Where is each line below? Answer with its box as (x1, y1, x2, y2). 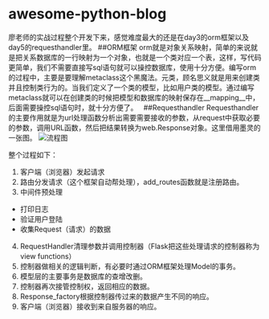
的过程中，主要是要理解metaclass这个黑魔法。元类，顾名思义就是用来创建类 (8, 72, 260, 82)
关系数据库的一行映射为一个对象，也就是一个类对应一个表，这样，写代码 (22, 52, 262, 62)
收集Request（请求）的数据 (19, 224, 111, 234)
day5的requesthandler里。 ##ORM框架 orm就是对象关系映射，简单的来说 (8, 42, 251, 52)
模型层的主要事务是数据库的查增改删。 (19, 271, 147, 281)
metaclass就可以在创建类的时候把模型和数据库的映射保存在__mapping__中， (8, 92, 260, 102)
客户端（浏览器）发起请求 (19, 166, 105, 177)
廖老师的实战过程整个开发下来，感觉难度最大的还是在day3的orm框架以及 (8, 32, 249, 42)
